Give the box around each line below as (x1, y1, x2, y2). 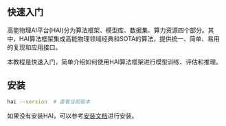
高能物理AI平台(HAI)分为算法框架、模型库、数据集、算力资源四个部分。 (7, 26, 208, 34)
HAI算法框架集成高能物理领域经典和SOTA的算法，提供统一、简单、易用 (19, 34, 220, 42)
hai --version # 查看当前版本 (7, 98, 91, 105)
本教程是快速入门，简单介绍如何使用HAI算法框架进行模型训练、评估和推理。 (7, 58, 222, 66)
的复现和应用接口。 (7, 43, 62, 51)
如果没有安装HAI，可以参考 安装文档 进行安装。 (7, 112, 138, 120)
